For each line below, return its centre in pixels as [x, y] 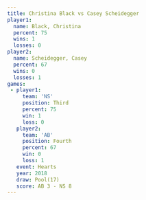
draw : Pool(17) [38, 179]
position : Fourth [47, 142]
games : [16, 84]
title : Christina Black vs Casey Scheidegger [73, 13]
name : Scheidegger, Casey [50, 58]
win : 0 [32, 154]
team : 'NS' [38, 97]
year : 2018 [32, 173]
